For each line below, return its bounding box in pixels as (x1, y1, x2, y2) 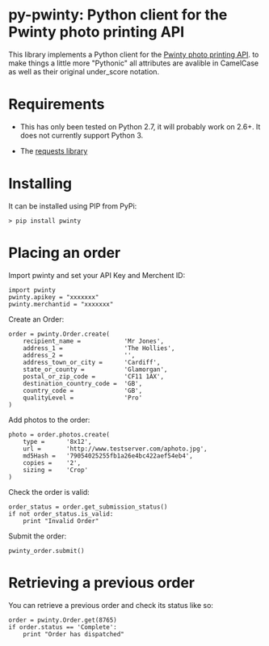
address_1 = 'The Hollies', (23, 344, 175, 353)
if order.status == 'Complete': (8, 623, 117, 631)
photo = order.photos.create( (8, 430, 111, 438)
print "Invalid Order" (23, 517, 99, 525)
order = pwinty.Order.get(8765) (8, 616, 117, 624)
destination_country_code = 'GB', (23, 379, 143, 387)
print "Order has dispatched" (23, 630, 125, 638)
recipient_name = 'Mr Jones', (23, 337, 164, 345)
